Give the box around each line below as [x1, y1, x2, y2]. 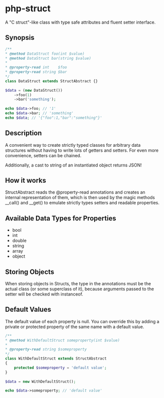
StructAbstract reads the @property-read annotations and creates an [5, 189, 145, 195]
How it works [5, 176, 46, 185]
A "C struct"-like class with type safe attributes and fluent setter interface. [5, 19, 156, 25]
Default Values [5, 305, 52, 314]
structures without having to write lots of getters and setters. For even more [5, 147, 159, 153]
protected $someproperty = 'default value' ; [14, 365, 107, 370]
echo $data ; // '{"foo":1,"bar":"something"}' [5, 115, 102, 120]
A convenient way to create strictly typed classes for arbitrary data [5, 142, 141, 148]
